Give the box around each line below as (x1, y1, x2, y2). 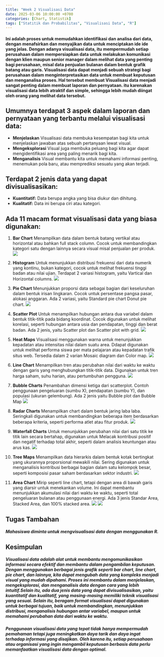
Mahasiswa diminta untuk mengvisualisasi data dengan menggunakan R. (5, 529, 159, 535)
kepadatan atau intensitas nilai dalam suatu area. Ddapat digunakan (12, 342, 148, 348)
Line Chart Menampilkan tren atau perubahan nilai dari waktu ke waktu (12, 362, 155, 368)
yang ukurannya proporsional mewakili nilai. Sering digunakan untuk (12, 459, 150, 465)
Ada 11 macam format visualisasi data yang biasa (5, 215, 157, 223)
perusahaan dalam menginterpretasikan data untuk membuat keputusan (5, 72, 156, 78)
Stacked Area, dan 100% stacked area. (12, 501, 91, 507)
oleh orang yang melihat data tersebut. (5, 93, 86, 98)
